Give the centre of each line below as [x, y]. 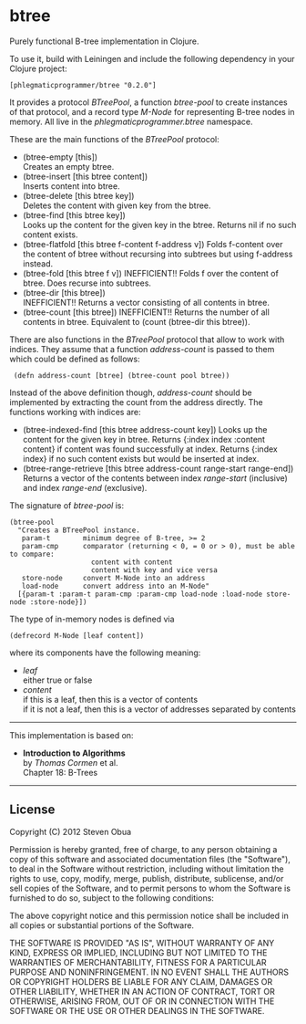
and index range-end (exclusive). [85, 487]
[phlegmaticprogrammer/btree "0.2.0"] [83, 85]
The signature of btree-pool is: [67, 505]
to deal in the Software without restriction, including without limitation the [147, 869]
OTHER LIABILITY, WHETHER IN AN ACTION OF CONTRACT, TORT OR [142, 991]
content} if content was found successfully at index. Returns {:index [150, 449]
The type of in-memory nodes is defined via [92, 619]
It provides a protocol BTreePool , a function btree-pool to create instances [149, 102]
